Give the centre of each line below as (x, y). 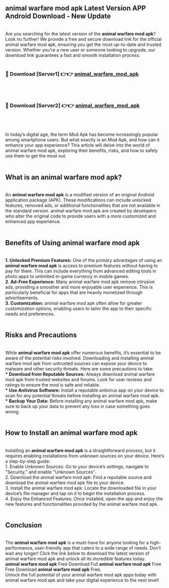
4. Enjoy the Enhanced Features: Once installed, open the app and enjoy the (84, 499)
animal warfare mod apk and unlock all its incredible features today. (75, 559)
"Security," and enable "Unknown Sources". (51, 472)
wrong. (13, 411)
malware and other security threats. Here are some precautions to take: (79, 368)
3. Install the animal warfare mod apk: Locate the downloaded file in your (81, 488)
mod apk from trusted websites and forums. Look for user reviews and (78, 379)
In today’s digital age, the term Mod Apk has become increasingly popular (82, 135)
